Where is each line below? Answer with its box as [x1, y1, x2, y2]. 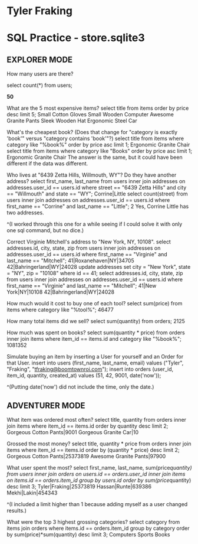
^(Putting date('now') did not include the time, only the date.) [6, 383, 154, 390]
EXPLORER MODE [6, 54, 73, 64]
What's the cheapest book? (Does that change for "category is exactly [6, 129, 178, 136]
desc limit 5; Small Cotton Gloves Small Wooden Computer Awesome [6, 111, 174, 118]
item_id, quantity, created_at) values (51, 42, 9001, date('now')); [6, 372, 161, 379]
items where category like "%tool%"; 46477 [6, 306, 114, 314]
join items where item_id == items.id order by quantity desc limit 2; [6, 422, 169, 429]
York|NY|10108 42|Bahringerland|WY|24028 [6, 288, 114, 296]
